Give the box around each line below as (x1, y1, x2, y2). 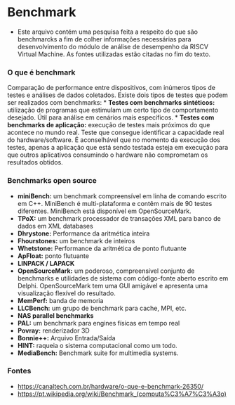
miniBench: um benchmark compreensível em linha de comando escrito (17, 191, 227, 200)
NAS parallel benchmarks (17, 311, 94, 320)
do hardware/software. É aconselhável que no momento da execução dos (7, 136, 221, 144)
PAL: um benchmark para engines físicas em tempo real (17, 319, 180, 327)
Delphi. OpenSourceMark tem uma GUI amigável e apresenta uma (17, 281, 208, 290)
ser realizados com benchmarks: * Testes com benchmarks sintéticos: (7, 98, 215, 107)
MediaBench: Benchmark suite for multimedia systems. (17, 349, 179, 357)
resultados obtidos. (7, 158, 63, 167)
